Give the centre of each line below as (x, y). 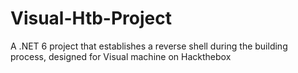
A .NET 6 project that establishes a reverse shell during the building (149, 46)
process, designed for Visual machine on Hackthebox (121, 56)
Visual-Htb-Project (91, 18)
